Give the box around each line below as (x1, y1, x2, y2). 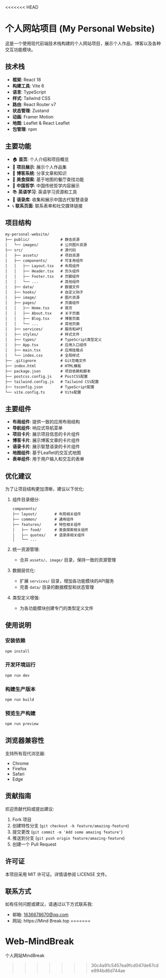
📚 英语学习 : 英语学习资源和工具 (12, 188, 78, 195)
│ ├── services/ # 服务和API (5, 327, 83, 332)
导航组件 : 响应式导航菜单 (12, 425, 63, 431)
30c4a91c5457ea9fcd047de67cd (91, 963, 159, 969)
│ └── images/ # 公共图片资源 (5, 242, 87, 247)
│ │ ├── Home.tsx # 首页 (5, 306, 73, 311)
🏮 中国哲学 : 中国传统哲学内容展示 (12, 182, 80, 188)
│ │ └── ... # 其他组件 (5, 280, 80, 285)
